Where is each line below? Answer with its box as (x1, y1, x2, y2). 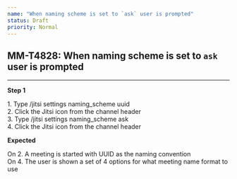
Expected (7, 136, 37, 145)
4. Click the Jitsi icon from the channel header (7, 122, 142, 131)
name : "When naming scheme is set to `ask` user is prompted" (7, 10, 194, 18)
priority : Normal (7, 23, 59, 30)
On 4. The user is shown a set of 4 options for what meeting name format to (7, 157, 228, 166)
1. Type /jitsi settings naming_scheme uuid (7, 100, 130, 108)
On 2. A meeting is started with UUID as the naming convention (7, 150, 191, 158)
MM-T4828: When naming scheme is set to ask (7, 50, 218, 62)
